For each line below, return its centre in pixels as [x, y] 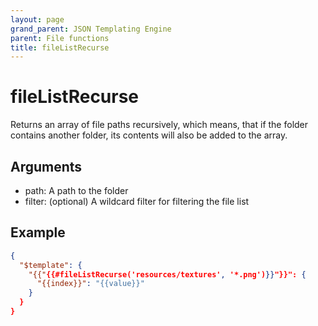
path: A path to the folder [76, 190]
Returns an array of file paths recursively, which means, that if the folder [159, 125]
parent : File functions [60, 38]
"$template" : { [51, 265]
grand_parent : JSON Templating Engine [91, 29]
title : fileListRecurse [60, 47]
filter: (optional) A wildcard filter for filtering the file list [137, 201]
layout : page [37, 19]
